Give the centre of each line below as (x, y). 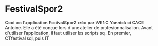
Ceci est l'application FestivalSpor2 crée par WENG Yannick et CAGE (75, 23)
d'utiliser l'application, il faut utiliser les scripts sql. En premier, (68, 33)
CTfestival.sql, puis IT (27, 38)
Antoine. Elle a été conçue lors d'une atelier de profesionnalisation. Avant (79, 27)
